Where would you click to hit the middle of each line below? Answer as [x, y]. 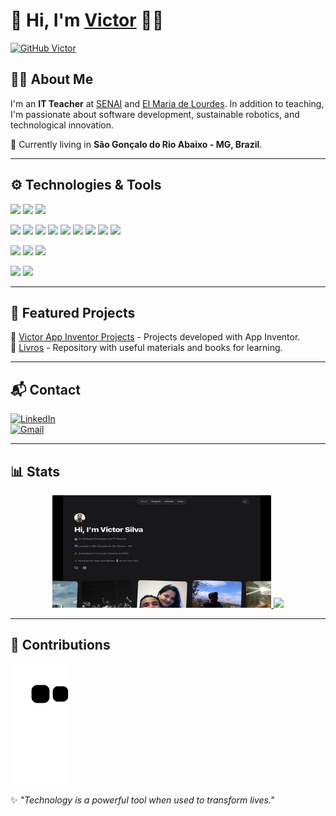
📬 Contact [45, 389]
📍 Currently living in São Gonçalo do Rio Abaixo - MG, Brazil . [136, 144]
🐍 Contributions [60, 645]
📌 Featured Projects [73, 312]
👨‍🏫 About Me [52, 79]
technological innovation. [62, 125]
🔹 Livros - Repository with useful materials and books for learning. [146, 348]
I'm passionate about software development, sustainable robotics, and [155, 114]
